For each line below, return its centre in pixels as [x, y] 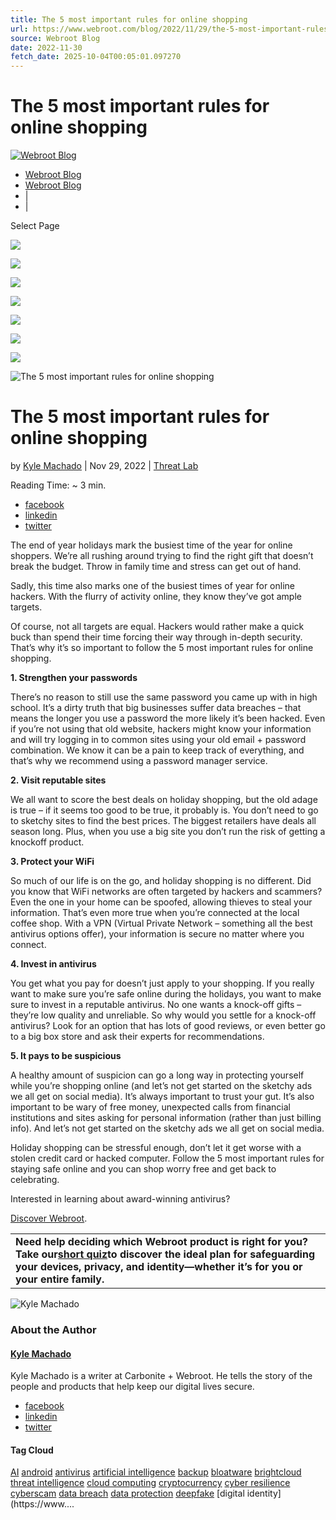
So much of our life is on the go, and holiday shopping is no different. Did [161, 880]
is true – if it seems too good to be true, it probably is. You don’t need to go [164, 810]
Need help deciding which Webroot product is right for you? [162, 1241]
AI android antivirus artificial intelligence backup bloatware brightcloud [156, 1472]
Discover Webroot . [49, 1218]
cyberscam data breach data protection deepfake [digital [127, 1493]
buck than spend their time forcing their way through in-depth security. [156, 637]
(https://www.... [42, 1504]
